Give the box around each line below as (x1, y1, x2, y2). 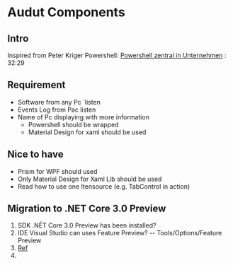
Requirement (7, 79, 66, 91)
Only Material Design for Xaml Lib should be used (17, 175, 162, 183)
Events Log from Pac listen (17, 105, 96, 114)
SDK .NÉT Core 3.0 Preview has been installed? (17, 221, 157, 230)
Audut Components (7, 4, 125, 20)
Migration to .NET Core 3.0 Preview (7, 203, 166, 215)
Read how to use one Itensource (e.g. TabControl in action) (17, 182, 191, 191)
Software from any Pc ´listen (17, 98, 101, 106)
